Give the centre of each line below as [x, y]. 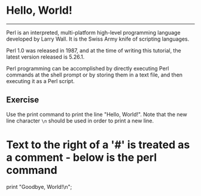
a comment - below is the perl [82, 157]
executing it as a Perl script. [40, 81]
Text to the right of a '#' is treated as [98, 145]
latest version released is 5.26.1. [45, 57]
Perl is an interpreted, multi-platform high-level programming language [93, 32]
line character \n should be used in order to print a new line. [80, 121]
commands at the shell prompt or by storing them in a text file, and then [95, 75]
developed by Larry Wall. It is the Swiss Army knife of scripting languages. [98, 39]
